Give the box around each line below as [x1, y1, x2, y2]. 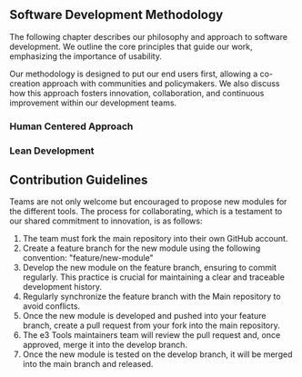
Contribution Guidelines [9, 173, 148, 188]
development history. [22, 282, 103, 293]
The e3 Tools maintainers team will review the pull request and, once [22, 330, 281, 341]
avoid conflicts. [22, 301, 80, 312]
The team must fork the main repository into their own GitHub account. [22, 233, 288, 244]
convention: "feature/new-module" [22, 253, 154, 263]
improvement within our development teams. [9, 97, 177, 108]
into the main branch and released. [22, 359, 154, 370]
